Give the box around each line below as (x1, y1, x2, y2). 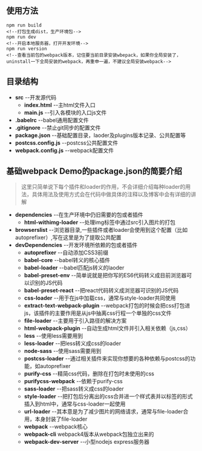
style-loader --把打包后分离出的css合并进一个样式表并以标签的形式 (24, 393, 194, 400)
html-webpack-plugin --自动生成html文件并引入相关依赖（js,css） (24, 324, 192, 332)
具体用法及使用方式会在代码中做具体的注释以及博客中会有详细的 (31, 191, 191, 198)
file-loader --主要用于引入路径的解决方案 (24, 317, 127, 324)
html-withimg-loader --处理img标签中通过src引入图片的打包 (24, 219, 176, 226)
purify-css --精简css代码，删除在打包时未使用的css (24, 370, 154, 377)
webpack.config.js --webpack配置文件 (15, 146, 114, 154)
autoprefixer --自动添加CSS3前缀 (24, 249, 109, 256)
